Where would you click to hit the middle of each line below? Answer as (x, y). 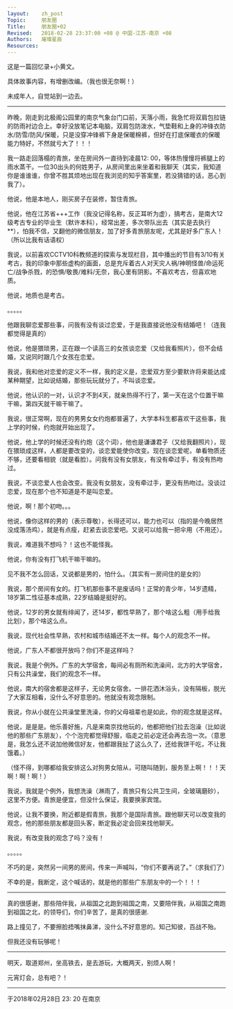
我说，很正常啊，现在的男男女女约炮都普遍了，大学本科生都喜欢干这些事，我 (116, 418)
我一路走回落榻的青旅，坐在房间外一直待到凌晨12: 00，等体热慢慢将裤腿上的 (116, 158)
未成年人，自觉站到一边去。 (47, 96)
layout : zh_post (35, 14)
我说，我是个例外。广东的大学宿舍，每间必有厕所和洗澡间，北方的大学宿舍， (116, 665)
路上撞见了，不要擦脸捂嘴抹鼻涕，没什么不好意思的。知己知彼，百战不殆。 (113, 927)
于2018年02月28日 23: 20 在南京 (54, 999)
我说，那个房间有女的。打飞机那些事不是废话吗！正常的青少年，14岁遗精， (114, 589)
